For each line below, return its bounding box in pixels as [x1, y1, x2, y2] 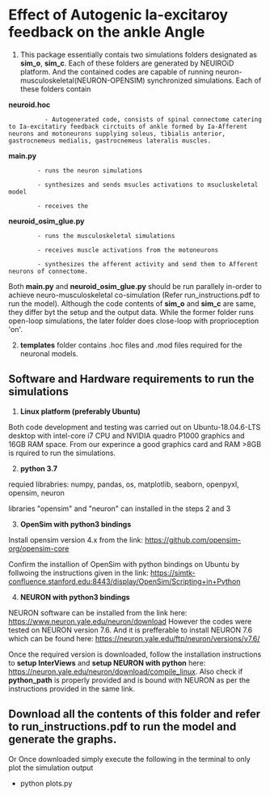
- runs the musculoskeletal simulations [37, 232, 175, 240]
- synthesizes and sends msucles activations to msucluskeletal [37, 181, 259, 189]
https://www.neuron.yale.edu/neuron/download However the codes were [8, 616, 252, 626]
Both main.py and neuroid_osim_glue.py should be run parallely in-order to [8, 281, 263, 291]
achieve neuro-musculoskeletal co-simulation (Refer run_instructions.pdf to [8, 290, 260, 300]
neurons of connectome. [8, 267, 89, 275]
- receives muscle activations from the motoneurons [37, 245, 219, 254]
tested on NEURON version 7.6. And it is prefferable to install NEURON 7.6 [8, 625, 253, 635]
